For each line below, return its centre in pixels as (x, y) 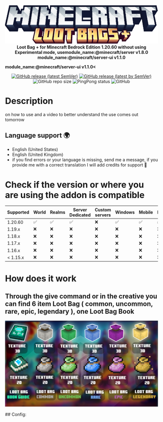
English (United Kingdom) (38, 155)
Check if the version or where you (74, 185)
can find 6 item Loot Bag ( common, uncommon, (79, 304)
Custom (103, 210)
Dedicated (80, 215)
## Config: (16, 414)
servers (103, 215)
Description (29, 101)
